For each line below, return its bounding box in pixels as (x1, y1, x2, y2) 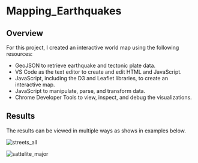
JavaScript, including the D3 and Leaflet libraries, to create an (14, 75, 169, 81)
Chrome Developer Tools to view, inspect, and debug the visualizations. (14, 94, 192, 101)
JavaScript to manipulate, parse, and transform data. (14, 87, 146, 94)
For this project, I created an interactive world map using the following (6, 44, 179, 51)
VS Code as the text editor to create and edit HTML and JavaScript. (14, 68, 182, 76)
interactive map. (14, 81, 55, 88)
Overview (6, 28, 44, 38)
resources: (6, 50, 33, 58)
